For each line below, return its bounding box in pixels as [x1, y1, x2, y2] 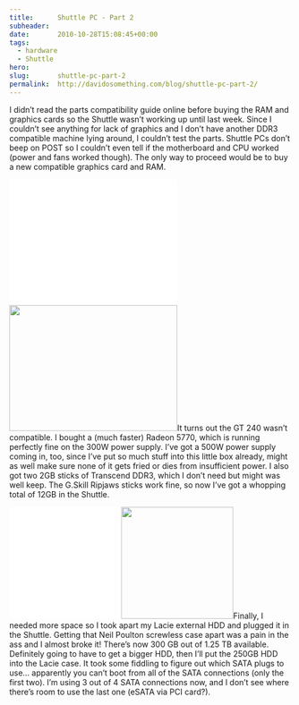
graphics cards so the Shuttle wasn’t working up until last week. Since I [9, 114, 272, 124]
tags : [9, 38, 30, 47]
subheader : [9, 21, 50, 30]
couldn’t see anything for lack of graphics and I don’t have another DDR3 [9, 123, 278, 134]
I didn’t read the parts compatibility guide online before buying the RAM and [9, 104, 289, 115]
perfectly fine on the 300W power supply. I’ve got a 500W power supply [9, 441, 277, 452]
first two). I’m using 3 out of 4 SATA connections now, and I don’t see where [9, 676, 289, 687]
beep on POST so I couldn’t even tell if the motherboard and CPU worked [9, 142, 279, 153]
